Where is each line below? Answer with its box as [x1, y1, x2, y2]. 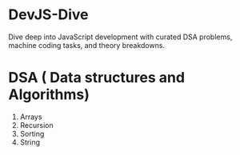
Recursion [19, 120, 54, 129]
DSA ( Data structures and [8, 69, 186, 87]
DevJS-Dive [8, 6, 90, 24]
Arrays [19, 112, 42, 121]
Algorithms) [8, 85, 90, 104]
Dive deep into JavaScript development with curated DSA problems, [8, 32, 233, 42]
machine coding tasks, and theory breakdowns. [8, 40, 166, 50]
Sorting [19, 129, 45, 138]
